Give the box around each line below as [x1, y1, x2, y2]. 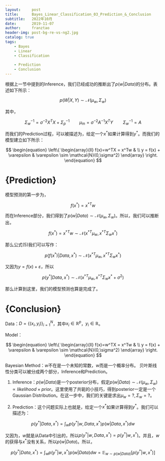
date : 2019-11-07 [5, 21, 54, 26]
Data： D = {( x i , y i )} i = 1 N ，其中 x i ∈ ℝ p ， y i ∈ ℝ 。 [5, 320, 103, 328]
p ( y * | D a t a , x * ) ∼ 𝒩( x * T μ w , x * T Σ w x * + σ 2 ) [41, 274, 124, 282]
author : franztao [5, 26, 50, 31]
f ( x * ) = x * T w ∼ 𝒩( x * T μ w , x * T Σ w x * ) [48, 229, 118, 237]
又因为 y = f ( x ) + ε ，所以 [5, 264, 54, 270]
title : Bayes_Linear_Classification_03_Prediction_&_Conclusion [5, 12, 152, 17]
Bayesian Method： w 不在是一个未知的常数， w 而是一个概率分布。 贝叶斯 [5, 363, 153, 369]
